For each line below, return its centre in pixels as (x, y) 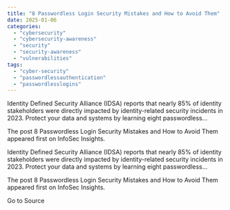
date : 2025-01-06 (32, 20)
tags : (15, 65)
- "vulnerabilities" (43, 59)
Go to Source (26, 201)
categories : (24, 26)
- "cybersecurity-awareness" (55, 39)
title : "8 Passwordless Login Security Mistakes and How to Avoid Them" (114, 13)
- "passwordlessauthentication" (60, 77)
